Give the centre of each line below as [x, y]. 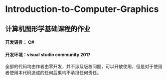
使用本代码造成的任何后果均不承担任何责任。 [55, 73]
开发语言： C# [20, 42]
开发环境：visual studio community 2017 [48, 54]
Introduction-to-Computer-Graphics [82, 9]
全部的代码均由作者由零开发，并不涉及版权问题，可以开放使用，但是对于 [79, 67]
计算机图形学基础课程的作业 [48, 29]
